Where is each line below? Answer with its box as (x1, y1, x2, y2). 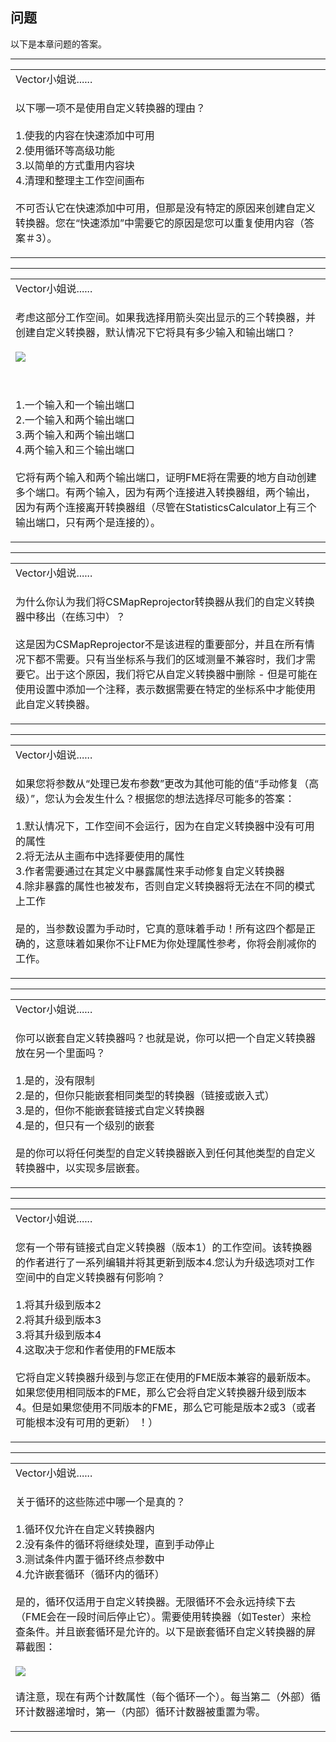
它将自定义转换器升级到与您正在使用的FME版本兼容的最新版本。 (15, 1370, 317, 1384)
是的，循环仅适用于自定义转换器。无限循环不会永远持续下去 (15, 1594, 297, 1608)
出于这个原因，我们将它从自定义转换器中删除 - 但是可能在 (45, 667, 318, 681)
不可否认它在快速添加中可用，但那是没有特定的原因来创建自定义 (15, 201, 317, 215)
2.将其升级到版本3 (15, 1313, 102, 1327)
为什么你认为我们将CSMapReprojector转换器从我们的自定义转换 (15, 594, 315, 608)
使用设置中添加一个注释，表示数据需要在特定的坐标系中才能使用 (15, 682, 317, 696)
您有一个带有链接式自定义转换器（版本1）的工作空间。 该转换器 (15, 1240, 313, 1254)
